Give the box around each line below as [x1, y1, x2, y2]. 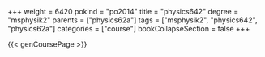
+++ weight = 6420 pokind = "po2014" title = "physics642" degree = [7, 7, 239, 16]
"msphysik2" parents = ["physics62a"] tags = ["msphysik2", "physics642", [7, 15, 258, 25]
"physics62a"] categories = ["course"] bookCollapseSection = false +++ [7, 24, 250, 33]
